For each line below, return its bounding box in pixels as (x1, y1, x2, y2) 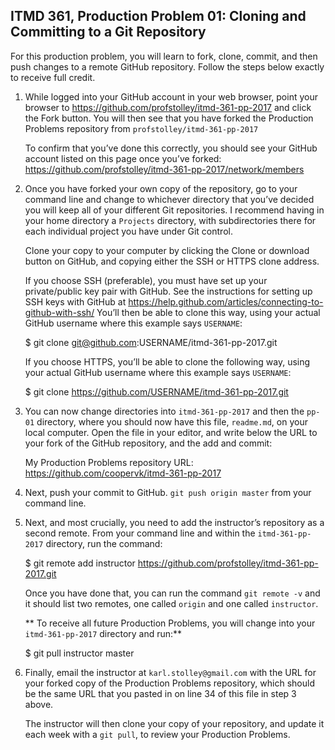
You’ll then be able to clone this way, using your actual (96, 306, 321, 318)
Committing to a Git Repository (10, 24, 207, 41)
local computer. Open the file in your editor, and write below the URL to (24, 426, 318, 438)
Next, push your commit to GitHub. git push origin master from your (24, 486, 312, 498)
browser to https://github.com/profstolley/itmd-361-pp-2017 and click (24, 101, 312, 113)
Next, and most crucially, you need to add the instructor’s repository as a (24, 516, 325, 528)
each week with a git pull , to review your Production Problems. (24, 728, 291, 740)
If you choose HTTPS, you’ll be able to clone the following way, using (24, 355, 311, 368)
